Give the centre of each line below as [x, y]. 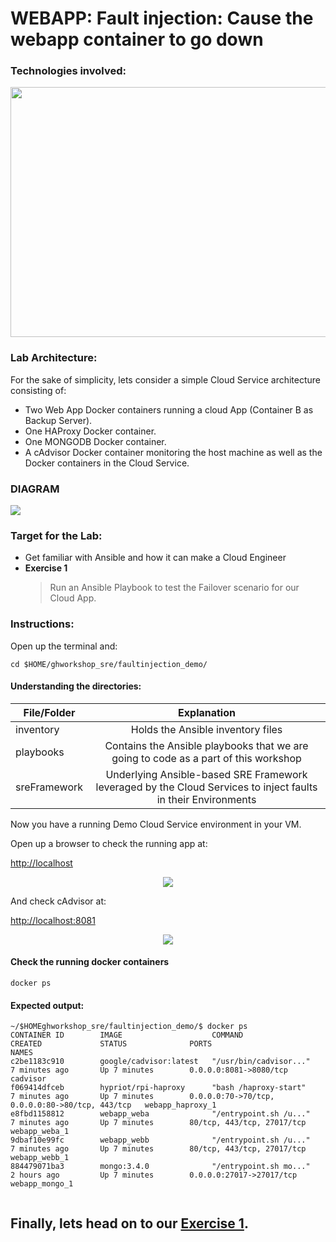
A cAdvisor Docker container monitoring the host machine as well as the [173, 452]
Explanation [207, 712]
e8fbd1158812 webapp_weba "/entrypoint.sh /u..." [160, 1114]
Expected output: [47, 1005]
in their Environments [206, 799]
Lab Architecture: [54, 358]
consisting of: [38, 390]
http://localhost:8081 [53, 920]
